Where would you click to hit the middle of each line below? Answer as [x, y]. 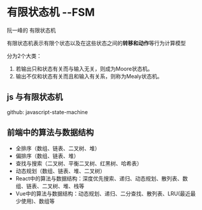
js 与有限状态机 [35, 97]
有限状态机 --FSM [51, 12]
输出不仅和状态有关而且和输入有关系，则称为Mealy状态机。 [89, 76]
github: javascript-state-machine [47, 112]
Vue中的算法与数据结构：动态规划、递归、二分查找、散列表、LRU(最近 [103, 193]
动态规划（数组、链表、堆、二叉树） [60, 171]
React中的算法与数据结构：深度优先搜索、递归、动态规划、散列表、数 [102, 178]
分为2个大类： [24, 56]
